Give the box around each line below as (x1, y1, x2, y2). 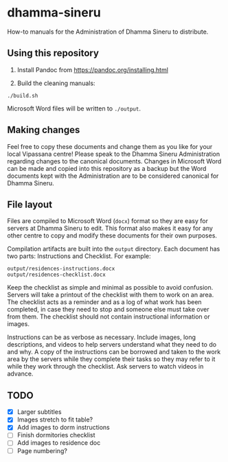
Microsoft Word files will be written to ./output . (7, 104, 141, 113)
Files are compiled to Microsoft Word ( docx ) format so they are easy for (7, 217, 208, 225)
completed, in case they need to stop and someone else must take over (7, 305, 209, 314)
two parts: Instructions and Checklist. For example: (7, 252, 151, 260)
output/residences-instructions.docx (7, 266, 115, 273)
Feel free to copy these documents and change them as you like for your (7, 142, 213, 150)
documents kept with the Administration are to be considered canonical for (7, 172, 219, 180)
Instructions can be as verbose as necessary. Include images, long (7, 333, 196, 341)
